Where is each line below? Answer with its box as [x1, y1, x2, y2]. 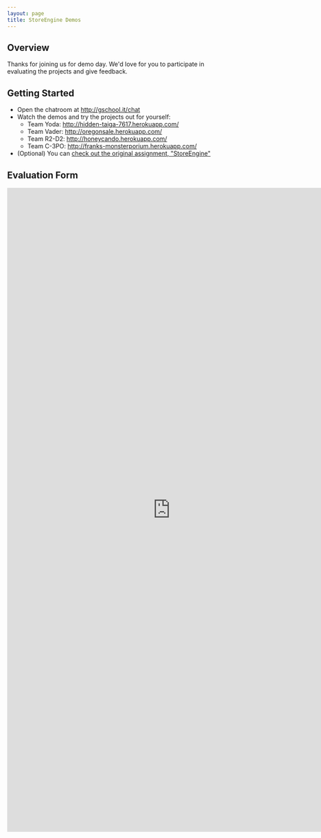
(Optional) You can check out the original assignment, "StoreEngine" [16, 149, 211, 158]
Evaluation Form [7, 169, 79, 181]
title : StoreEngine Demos [7, 16, 81, 23]
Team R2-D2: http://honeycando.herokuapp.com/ [27, 135, 167, 143]
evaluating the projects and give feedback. [7, 67, 128, 76]
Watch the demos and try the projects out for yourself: [16, 113, 171, 121]
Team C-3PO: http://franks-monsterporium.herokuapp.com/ [27, 142, 198, 150]
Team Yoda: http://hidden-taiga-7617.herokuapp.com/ [27, 120, 180, 128]
